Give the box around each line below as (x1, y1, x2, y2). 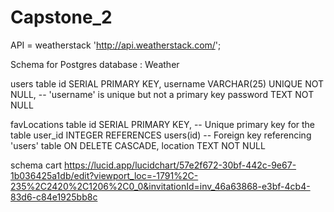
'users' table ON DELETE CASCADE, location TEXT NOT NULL (10, 139, 266, 151)
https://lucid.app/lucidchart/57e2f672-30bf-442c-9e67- (63, 159, 297, 171)
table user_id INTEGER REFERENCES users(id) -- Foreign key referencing (10, 129, 312, 141)
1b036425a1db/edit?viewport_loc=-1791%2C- (10, 169, 199, 181)
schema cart (10, 159, 62, 171)
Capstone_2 (10, 6, 113, 29)
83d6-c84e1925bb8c (10, 191, 98, 203)
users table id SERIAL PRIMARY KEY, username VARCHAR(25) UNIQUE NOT (10, 77, 325, 90)
